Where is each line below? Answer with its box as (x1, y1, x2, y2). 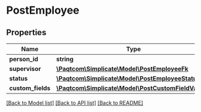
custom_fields (9, 84, 51, 92)
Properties (6, 27, 47, 38)
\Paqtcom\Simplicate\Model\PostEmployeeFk (56, 65, 188, 73)
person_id (9, 55, 39, 63)
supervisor (9, 65, 41, 73)
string (56, 55, 74, 63)
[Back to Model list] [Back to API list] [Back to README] (6, 99, 144, 106)
